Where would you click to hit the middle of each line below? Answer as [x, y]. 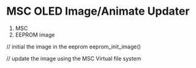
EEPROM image [35, 34]
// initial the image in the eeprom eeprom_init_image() [73, 47]
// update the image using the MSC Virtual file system [74, 58]
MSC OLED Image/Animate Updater [98, 11]
